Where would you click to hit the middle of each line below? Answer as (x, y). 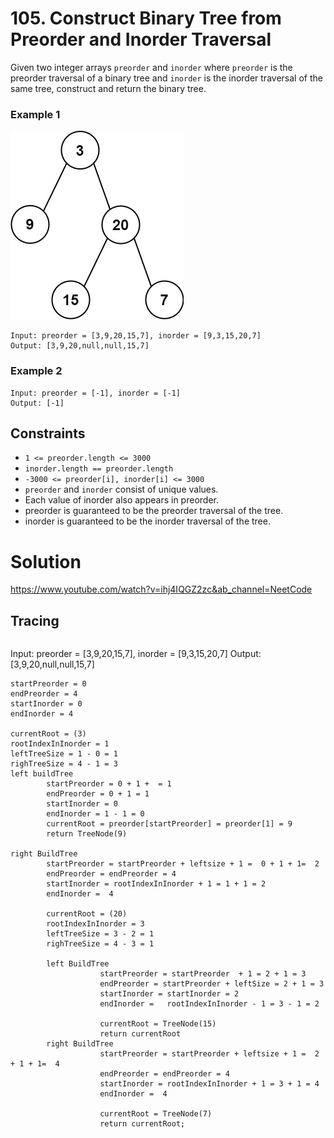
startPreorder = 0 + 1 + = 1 (109, 784)
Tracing (35, 620)
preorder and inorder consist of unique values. (121, 489)
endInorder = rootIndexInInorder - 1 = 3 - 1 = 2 (209, 1004)
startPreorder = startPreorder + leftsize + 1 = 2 (209, 1054)
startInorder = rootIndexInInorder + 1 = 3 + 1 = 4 (209, 1084)
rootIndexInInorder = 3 (95, 924)
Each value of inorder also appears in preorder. (121, 500)
